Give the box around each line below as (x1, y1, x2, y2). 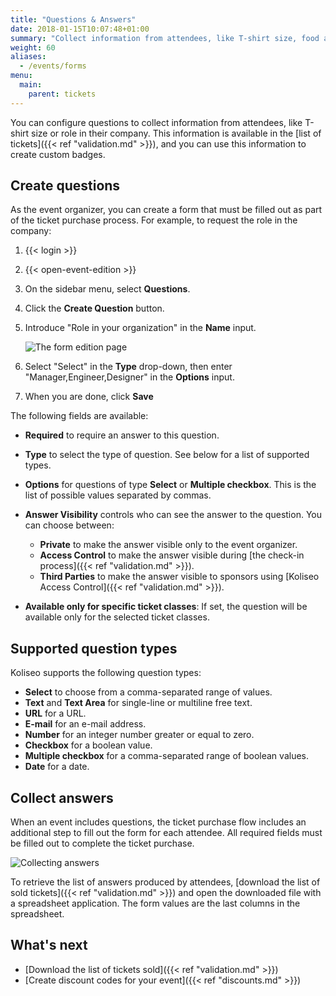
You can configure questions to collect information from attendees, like (10, 116, 303, 128)
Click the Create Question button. (24, 302, 165, 315)
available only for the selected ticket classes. (24, 611, 210, 623)
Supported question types (10, 640, 178, 657)
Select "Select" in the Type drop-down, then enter (24, 361, 233, 373)
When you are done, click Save (24, 391, 154, 403)
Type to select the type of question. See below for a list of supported (24, 449, 310, 461)
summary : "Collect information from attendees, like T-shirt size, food (10, 33, 320, 43)
